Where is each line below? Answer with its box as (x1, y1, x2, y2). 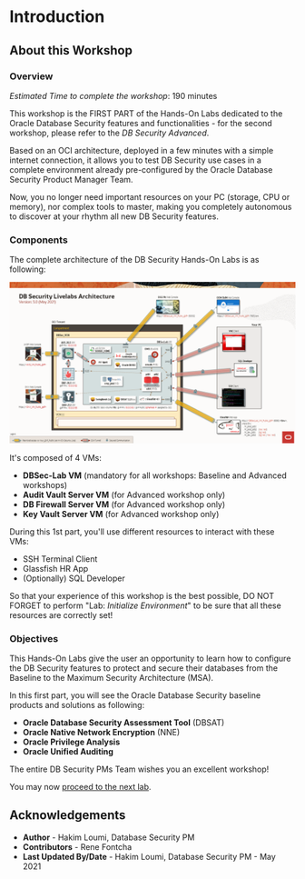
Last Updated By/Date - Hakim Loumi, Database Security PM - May (22, 851, 277, 862)
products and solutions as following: (9, 699, 145, 710)
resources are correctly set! (9, 609, 113, 620)
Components (9, 234, 68, 246)
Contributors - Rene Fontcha (22, 841, 133, 852)
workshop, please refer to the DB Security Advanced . (9, 127, 210, 138)
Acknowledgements (9, 807, 126, 824)
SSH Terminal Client (22, 553, 98, 564)
